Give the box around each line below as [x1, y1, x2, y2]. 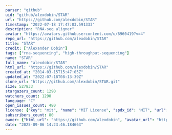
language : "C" [5, 98, 36, 103]
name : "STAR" [5, 55, 33, 61]
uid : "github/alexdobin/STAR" [5, 12, 70, 17]
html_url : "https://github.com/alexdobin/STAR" [5, 65, 109, 70]
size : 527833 [5, 84, 33, 89]
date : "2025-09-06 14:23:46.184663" [5, 122, 83, 127]
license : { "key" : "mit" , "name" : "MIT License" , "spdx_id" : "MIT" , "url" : [5, 108, 168, 113]
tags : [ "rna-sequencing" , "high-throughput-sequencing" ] [5, 50, 130, 55]
